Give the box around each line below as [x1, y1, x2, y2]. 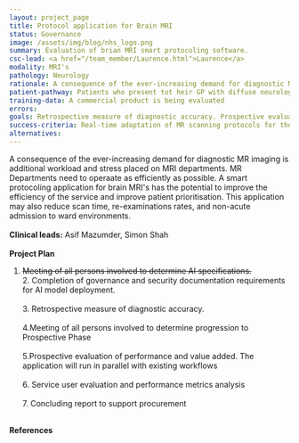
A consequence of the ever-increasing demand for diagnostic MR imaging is [9, 153, 289, 164]
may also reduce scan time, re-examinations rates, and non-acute [9, 201, 251, 211]
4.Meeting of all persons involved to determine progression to [21, 322, 249, 332]
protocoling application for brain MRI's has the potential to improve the [9, 182, 269, 193]
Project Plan [9, 248, 55, 258]
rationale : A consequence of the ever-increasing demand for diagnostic [9, 79, 285, 88]
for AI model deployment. [21, 284, 116, 295]
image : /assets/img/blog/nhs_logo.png [9, 37, 153, 47]
